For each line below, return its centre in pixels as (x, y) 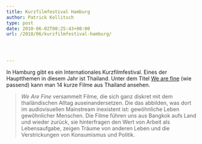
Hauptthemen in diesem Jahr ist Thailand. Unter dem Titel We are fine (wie (99, 79)
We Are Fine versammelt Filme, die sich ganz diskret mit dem (97, 97)
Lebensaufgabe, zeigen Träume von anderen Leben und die (95, 128)
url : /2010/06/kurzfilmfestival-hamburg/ (59, 34)
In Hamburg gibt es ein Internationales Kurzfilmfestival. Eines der (87, 72)
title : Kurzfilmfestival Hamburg (48, 12)
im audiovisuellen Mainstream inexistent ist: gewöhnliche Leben (100, 109)
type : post (20, 23)
